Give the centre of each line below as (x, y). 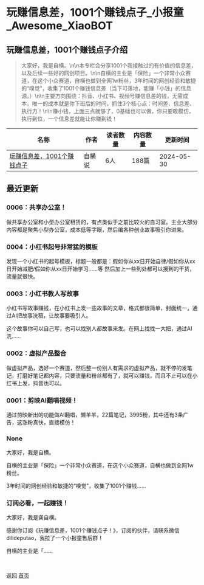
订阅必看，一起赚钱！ (37, 504)
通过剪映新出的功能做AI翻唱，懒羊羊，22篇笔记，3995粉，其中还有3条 (95, 415)
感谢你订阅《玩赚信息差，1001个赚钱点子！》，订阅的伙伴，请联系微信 (93, 530)
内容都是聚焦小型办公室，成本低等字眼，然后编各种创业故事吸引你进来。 (97, 229)
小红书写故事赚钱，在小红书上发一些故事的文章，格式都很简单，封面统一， (99, 308)
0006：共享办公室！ (36, 207)
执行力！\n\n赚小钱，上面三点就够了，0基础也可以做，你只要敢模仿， (107, 111)
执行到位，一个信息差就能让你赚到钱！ (69, 119)
